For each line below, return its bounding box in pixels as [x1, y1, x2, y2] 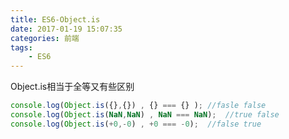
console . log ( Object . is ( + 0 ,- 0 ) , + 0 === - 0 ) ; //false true [10, 119, 262, 129]
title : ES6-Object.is [10, 14, 101, 25]
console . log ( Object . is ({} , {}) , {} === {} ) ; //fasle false [10, 101, 267, 111]
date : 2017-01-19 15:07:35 [10, 24, 123, 34]
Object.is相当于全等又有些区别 [10, 81, 135, 93]
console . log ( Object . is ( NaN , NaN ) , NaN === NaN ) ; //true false [10, 110, 280, 120]
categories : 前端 [10, 33, 80, 43]
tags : [10, 42, 33, 53]
